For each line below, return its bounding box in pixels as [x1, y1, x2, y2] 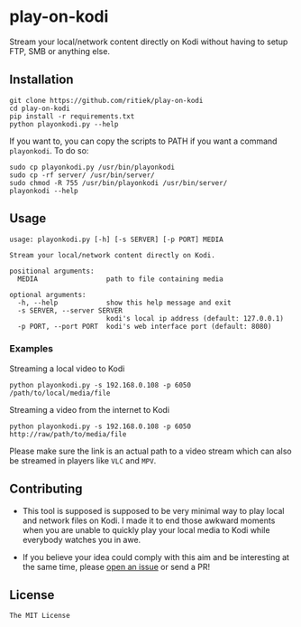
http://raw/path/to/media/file [9, 429, 127, 439]
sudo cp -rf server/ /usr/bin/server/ [9, 170, 155, 180]
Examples [9, 342, 54, 355]
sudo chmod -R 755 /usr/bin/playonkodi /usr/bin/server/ [9, 178, 228, 187]
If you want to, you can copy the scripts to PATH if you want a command [9, 136, 278, 146]
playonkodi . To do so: [9, 145, 89, 155]
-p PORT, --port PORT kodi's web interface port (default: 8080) [17, 322, 272, 331]
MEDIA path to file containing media [17, 274, 223, 284]
